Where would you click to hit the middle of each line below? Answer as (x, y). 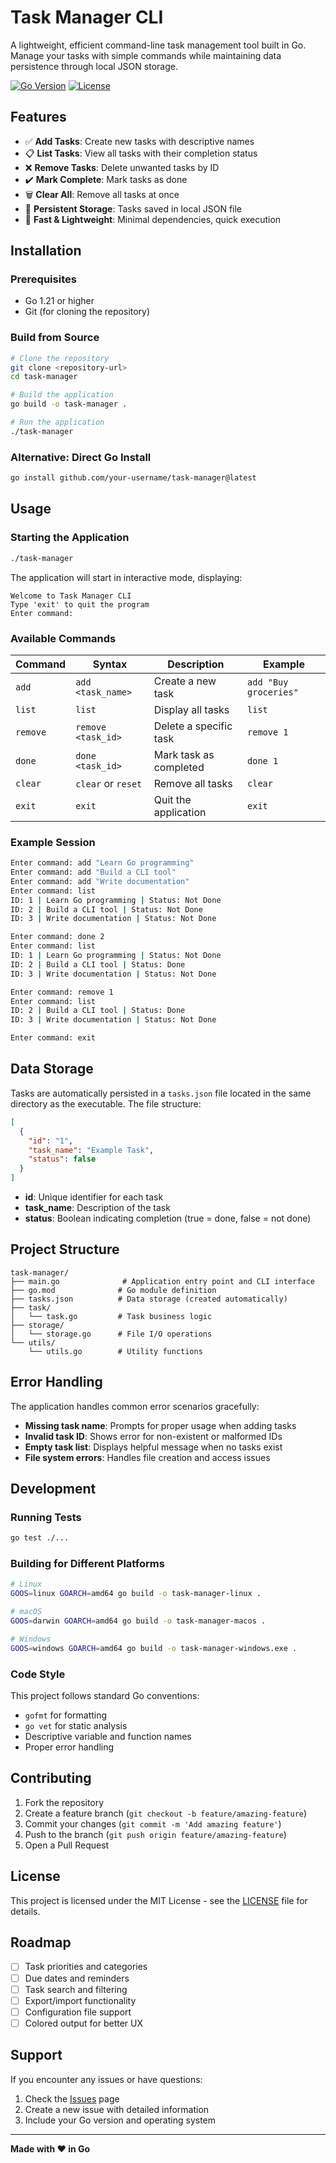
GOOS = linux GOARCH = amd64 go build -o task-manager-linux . (136, 1594)
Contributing (51, 1778)
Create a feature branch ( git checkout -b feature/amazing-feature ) (166, 1813)
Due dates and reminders (77, 1978)
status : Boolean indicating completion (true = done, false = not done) (168, 1218)
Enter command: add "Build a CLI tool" (93, 872)
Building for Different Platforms (87, 1564)
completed (179, 767)
